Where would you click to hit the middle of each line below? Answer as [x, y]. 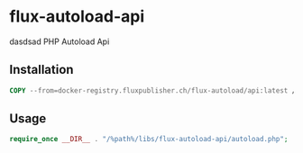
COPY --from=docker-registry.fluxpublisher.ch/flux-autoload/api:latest [149, 90]
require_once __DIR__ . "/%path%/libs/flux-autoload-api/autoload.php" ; [149, 139]
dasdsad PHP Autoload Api [60, 41]
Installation [41, 70]
